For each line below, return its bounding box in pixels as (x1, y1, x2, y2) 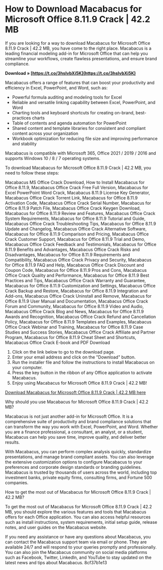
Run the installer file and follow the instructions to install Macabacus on (12, 359, 155, 365)
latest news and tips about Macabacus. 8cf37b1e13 (5, 559, 107, 565)
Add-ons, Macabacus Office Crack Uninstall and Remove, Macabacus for (5, 293, 152, 299)
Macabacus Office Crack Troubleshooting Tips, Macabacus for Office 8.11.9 (5, 220, 156, 227)
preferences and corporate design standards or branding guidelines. (5, 464, 142, 470)
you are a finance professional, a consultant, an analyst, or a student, (5, 429, 143, 435)
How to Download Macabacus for (5, 3, 142, 15)
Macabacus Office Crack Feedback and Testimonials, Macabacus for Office (5, 241, 157, 247)
